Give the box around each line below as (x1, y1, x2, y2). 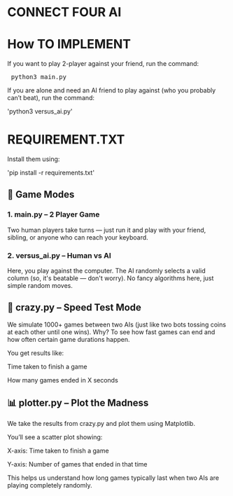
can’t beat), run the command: (7, 94, 95, 102)
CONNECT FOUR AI (7, 4, 122, 20)
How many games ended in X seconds (7, 376, 119, 384)
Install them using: (7, 155, 60, 163)
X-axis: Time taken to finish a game (7, 446, 110, 455)
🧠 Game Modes (7, 188, 75, 200)
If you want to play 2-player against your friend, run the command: (7, 60, 199, 68)
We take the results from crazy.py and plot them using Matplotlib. (7, 419, 196, 427)
